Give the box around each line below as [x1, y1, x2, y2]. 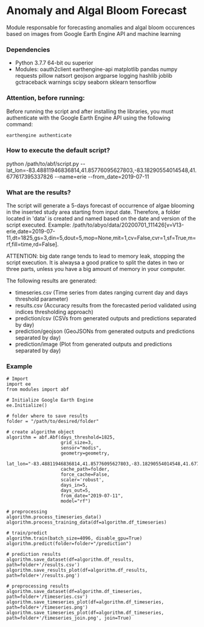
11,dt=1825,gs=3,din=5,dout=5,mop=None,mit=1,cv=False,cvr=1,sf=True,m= [6, 235, 196, 242]
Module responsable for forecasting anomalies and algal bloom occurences [6, 24, 195, 31]
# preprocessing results [6, 583, 69, 589]
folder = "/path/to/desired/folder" [6, 419, 99, 425]
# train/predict [6, 530, 47, 536]
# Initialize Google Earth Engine [6, 397, 94, 403]
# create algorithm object [6, 429, 75, 435]
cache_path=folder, [60, 466, 110, 473]
